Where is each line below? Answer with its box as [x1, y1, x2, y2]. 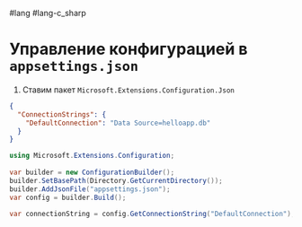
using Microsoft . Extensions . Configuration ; [9, 152, 175, 161]
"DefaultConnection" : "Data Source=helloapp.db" [25, 118, 211, 127]
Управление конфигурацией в [9, 39, 248, 59]
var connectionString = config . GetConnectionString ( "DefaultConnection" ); [9, 209, 296, 218]
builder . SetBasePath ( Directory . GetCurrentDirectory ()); [9, 176, 223, 185]
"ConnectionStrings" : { [17, 109, 106, 119]
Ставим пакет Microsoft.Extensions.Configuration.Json [22, 84, 235, 95]
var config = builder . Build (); [9, 193, 127, 202]
